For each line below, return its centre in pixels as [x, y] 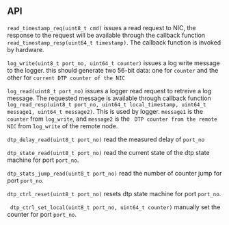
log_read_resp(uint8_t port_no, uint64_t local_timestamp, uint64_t [107, 105]
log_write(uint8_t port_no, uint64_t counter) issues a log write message [113, 63]
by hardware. [26, 49]
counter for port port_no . [42, 214]
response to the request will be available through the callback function [106, 35]
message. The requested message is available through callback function [109, 98]
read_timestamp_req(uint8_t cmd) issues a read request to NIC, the [102, 27]
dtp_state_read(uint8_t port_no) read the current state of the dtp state [108, 152]
